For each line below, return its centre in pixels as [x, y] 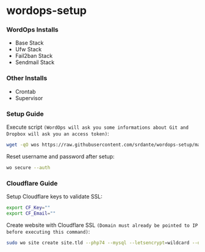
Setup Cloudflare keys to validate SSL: [54, 196]
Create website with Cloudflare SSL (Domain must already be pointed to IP [102, 225]
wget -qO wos [23, 145]
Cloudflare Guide [32, 183]
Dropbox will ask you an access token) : [58, 134]
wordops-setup [47, 11]
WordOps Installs [33, 30]
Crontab [25, 92]
